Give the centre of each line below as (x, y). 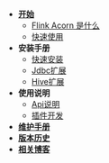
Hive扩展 (48, 81)
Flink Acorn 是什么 (66, 25)
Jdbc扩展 (49, 70)
